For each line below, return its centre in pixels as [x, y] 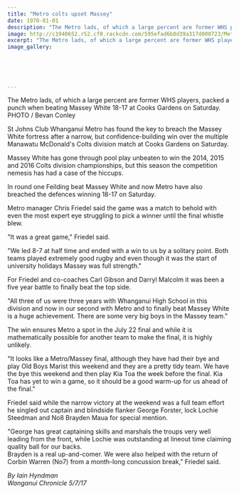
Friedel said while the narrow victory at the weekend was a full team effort [116, 403]
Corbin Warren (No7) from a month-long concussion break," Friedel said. [114, 462]
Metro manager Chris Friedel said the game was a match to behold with [112, 208]
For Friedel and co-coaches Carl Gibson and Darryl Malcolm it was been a [116, 280]
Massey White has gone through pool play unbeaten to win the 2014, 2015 [116, 158]
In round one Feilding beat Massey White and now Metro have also [105, 187]
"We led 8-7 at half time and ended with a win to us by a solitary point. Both [118, 251]
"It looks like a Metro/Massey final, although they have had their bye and [113, 359]
